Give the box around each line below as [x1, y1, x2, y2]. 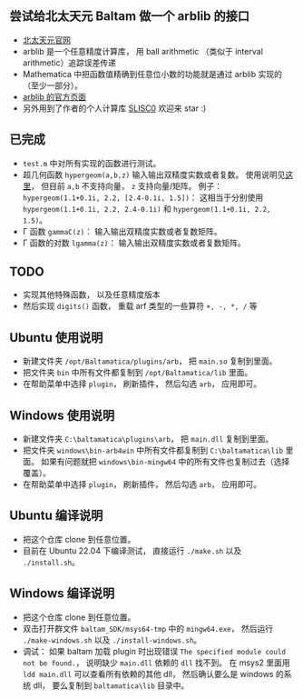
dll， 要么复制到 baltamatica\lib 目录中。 [33, 680, 190, 691]
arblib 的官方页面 [22, 91, 87, 102]
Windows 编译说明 [9, 585, 115, 602]
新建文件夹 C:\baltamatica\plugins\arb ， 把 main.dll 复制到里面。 [22, 434, 274, 444]
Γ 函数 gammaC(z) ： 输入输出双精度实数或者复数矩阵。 [22, 225, 222, 236]
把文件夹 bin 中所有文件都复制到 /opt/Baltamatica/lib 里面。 [22, 367, 253, 378]
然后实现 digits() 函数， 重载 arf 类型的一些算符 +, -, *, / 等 [22, 301, 258, 312]
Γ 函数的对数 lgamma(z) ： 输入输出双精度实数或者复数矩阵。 [22, 237, 247, 248]
